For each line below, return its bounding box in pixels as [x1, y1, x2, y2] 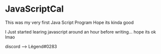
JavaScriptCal [5, 3, 64, 15]
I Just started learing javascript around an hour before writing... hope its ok [5, 29, 156, 35]
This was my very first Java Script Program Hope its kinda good [5, 19, 134, 25]
